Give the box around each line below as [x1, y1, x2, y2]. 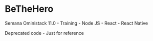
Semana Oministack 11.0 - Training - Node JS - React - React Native [5, 20, 148, 26]
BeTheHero [5, 3, 54, 15]
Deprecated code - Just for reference [5, 30, 84, 36]
